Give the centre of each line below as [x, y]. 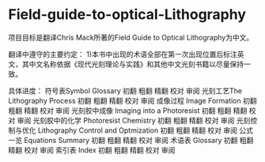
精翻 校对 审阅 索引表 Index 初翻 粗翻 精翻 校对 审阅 [92, 150]
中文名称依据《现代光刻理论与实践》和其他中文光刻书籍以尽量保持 [136, 64]
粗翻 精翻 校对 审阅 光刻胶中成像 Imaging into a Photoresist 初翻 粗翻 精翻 [128, 110]
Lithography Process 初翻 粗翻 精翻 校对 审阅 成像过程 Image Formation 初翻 [132, 100]
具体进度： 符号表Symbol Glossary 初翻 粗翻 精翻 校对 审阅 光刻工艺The [125, 90]
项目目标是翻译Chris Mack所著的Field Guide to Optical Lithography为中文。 [131, 37]
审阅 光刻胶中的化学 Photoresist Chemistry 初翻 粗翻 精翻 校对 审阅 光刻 [134, 120]
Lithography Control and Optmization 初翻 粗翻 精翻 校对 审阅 [137, 130]
